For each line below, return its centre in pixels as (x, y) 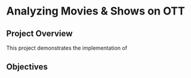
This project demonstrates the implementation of (67, 48)
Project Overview (39, 34)
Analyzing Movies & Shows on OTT (96, 11)
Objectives (27, 67)
